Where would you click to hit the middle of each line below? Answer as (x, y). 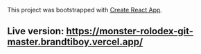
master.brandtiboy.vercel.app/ (75, 42)
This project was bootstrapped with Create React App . (85, 10)
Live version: (36, 31)
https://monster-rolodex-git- (130, 31)
